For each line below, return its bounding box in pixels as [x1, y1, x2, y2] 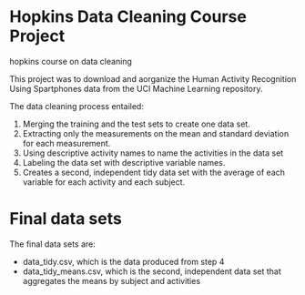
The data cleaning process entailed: [9, 100, 144, 111]
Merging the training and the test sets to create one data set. [22, 118, 250, 129]
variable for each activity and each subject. [22, 176, 186, 188]
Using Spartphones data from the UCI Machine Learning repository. [9, 83, 263, 94]
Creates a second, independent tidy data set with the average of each [22, 167, 285, 178]
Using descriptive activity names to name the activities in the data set [22, 147, 284, 158]
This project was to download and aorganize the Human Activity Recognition [9, 73, 297, 84]
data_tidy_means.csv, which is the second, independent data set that [22, 266, 282, 277]
